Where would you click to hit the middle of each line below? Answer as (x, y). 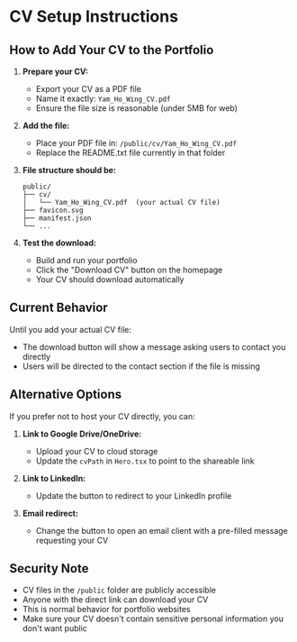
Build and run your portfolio (86, 260)
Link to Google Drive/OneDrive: (82, 434)
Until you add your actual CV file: (71, 329)
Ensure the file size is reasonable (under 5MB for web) (137, 108)
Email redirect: (50, 513)
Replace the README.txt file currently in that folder (130, 152)
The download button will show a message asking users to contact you (154, 347)
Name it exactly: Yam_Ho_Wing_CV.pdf (103, 98)
